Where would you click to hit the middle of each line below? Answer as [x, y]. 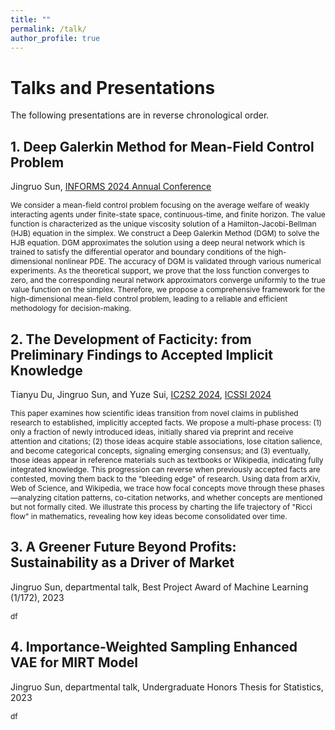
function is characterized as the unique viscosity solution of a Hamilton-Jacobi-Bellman [163, 224]
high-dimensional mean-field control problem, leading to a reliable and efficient [149, 299]
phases [312, 487]
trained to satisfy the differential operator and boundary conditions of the [138, 252]
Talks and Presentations [113, 87]
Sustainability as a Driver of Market [122, 562]
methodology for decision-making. [71, 308]
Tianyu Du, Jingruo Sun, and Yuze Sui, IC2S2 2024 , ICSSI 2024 [141, 394]
